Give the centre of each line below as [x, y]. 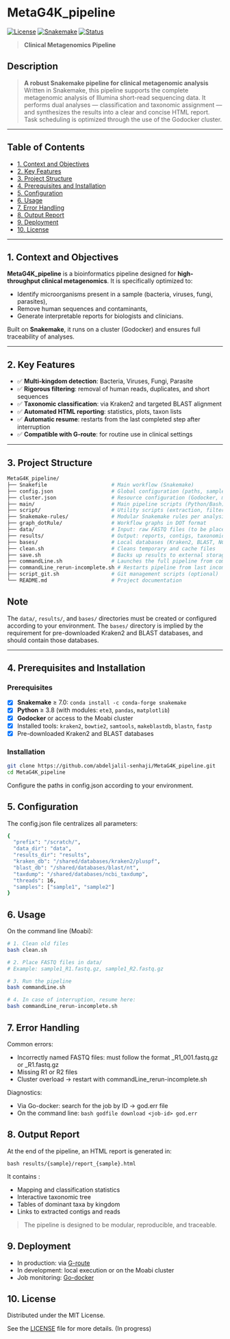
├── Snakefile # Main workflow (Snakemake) [101, 484]
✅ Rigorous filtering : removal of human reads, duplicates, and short [113, 389]
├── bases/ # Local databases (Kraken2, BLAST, [111, 542]
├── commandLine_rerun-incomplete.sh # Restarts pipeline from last [107, 568]
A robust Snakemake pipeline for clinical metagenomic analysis [116, 83]
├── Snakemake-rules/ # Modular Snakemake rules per [104, 517]
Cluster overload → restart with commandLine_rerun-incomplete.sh [112, 1079]
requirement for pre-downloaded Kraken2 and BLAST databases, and [105, 632]
